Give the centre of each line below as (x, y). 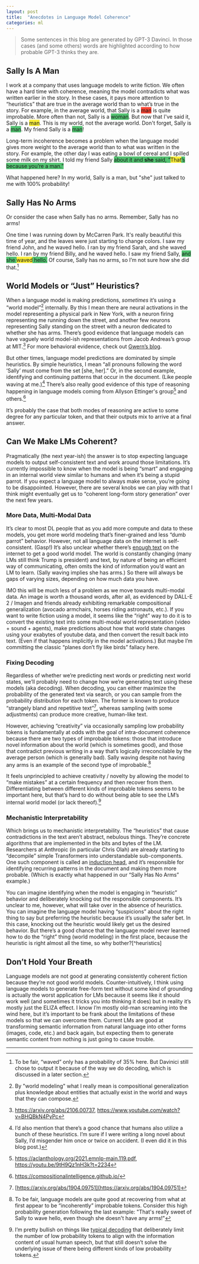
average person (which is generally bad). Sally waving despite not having (96, 757)
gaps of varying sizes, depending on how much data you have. (83, 579)
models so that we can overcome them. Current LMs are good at (85, 1020)
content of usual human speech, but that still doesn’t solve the (91, 1243)
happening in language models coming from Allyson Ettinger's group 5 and (97, 391)
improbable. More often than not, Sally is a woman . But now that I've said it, (98, 117)
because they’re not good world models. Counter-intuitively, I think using (95, 982)
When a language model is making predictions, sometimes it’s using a (91, 300)
